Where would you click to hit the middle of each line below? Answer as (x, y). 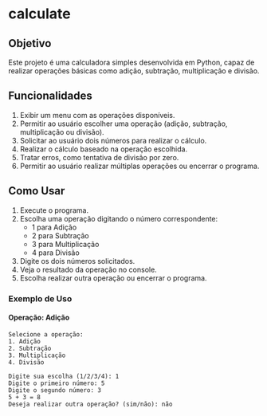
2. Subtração (30, 348)
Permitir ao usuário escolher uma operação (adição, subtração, (124, 124)
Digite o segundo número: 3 (55, 390)
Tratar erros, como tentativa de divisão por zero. (99, 157)
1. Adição (25, 341)
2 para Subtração (60, 235)
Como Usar (37, 191)
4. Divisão (26, 362)
